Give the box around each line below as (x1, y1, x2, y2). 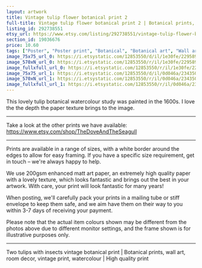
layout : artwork (6, 8, 47, 15)
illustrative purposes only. (6, 231, 70, 238)
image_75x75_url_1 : (6, 70, 55, 76)
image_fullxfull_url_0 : (6, 64, 66, 71)
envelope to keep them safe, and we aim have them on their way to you (6, 201, 183, 207)
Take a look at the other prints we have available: (6, 121, 127, 129)
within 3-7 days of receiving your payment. (6, 207, 113, 214)
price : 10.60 (6, 43, 39, 49)
